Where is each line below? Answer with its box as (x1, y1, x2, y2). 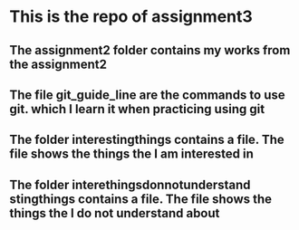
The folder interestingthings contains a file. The (9, 132, 285, 148)
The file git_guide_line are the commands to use (9, 87, 285, 102)
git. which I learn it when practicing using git (9, 101, 265, 117)
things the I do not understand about (9, 206, 220, 221)
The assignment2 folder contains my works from (9, 43, 291, 58)
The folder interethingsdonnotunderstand (9, 177, 251, 192)
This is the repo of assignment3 (9, 6, 254, 27)
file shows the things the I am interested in (9, 147, 254, 162)
